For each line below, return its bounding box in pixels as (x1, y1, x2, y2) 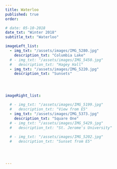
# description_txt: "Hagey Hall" (9, 62, 84, 67)
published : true (5, 12, 39, 17)
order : (5, 16, 19, 21)
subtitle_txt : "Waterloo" (5, 35, 59, 40)
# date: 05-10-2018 (5, 25, 46, 30)
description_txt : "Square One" (14, 116, 79, 121)
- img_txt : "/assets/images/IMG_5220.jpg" (9, 66, 99, 72)
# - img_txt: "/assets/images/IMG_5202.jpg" (9, 134, 104, 139)
